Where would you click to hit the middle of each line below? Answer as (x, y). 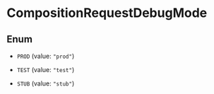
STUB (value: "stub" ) (46, 83)
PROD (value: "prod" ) (46, 56)
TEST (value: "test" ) (46, 70)
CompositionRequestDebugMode (107, 13)
